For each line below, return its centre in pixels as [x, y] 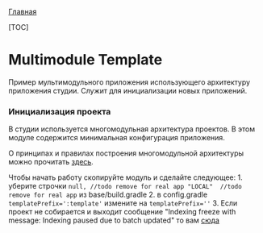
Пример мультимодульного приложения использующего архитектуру [129, 82]
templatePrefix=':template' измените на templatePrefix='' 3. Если [123, 203]
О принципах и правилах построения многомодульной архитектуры [126, 153]
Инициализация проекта [60, 111]
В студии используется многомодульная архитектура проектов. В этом [132, 129]
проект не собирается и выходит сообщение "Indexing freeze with [122, 212]
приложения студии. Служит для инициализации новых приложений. [128, 90]
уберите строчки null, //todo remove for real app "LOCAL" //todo [125, 186]
